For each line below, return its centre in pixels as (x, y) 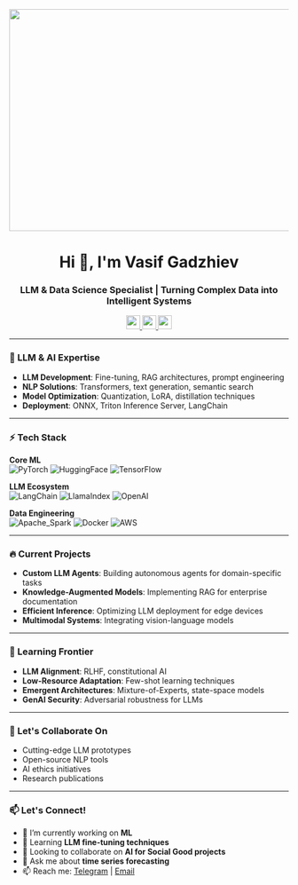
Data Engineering (42, 513)
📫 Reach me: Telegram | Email (78, 871)
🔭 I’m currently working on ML (77, 833)
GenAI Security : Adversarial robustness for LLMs (113, 699)
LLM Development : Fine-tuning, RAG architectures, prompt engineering (153, 377)
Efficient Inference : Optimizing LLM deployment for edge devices (142, 611)
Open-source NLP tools (65, 759)
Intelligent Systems (149, 301)
